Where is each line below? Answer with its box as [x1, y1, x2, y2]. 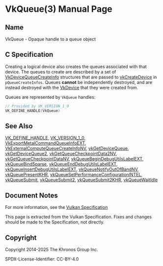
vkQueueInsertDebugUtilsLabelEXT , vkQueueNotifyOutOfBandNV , [5, 166, 139, 172]
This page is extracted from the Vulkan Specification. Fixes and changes [5, 214, 152, 220]
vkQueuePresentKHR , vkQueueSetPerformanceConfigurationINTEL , [5, 172, 143, 178]
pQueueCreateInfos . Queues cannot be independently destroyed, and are [5, 79, 152, 85]
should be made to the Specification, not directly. [5, 219, 105, 225]
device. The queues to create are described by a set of [5, 69, 116, 75]
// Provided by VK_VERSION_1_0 [5, 104, 69, 109]
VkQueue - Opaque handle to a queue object [5, 36, 96, 42]
